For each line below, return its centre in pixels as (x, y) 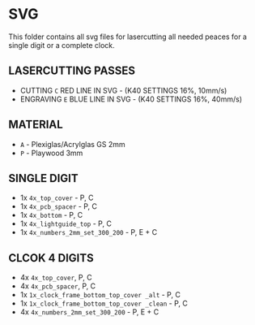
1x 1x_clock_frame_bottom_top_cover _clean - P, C (104, 303)
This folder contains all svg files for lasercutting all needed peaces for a (127, 37)
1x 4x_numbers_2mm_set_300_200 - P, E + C (89, 232)
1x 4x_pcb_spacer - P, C (59, 206)
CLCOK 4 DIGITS (51, 258)
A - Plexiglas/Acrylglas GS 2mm (72, 144)
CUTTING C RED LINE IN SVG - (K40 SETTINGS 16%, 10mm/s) (123, 90)
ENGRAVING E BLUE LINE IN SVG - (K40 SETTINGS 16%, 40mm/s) (131, 99)
